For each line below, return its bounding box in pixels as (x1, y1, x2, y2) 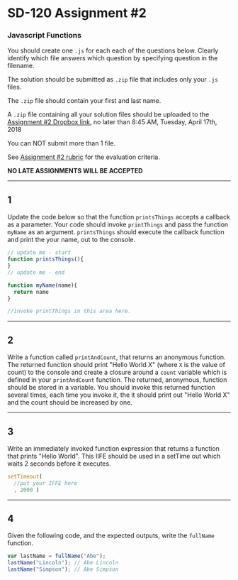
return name (13, 288, 50, 295)
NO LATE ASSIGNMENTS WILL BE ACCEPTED (7, 167, 143, 175)
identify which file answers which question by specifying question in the (7, 54, 218, 62)
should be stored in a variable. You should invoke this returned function (7, 383, 216, 392)
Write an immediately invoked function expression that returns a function (7, 444, 220, 452)
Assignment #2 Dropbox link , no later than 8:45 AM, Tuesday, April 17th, (7, 118, 217, 126)
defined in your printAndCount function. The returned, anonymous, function (7, 376, 227, 384)
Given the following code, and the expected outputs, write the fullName (7, 531, 215, 540)
